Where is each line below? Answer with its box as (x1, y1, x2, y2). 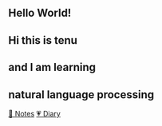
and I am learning (8, 61, 97, 74)
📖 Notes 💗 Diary (8, 108, 61, 118)
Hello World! (8, 6, 72, 20)
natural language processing (8, 88, 154, 101)
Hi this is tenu (8, 33, 78, 47)
